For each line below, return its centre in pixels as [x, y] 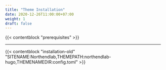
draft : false [19, 23]
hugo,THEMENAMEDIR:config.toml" [41, 62]
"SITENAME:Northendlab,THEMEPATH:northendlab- [58, 57]
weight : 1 [15, 19]
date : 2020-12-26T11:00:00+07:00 [40, 14]
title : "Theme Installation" [35, 10]
